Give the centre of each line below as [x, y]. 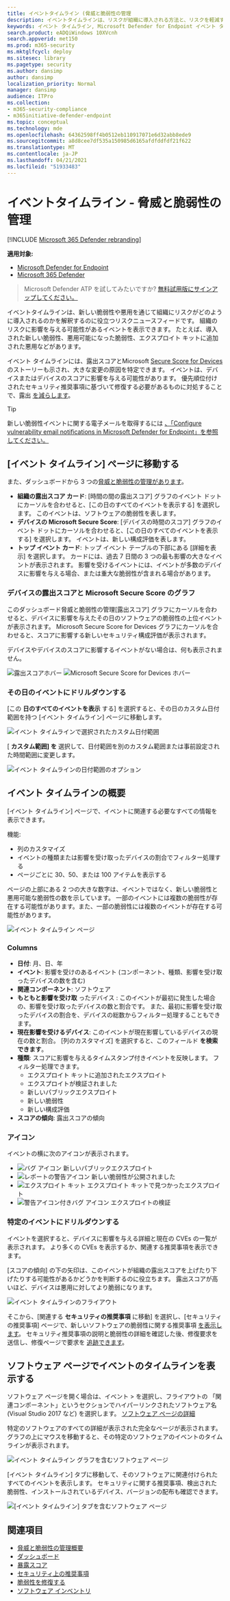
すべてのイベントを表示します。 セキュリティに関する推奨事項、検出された [112, 1483]
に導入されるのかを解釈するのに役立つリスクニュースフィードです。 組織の [112, 321]
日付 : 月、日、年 [40, 964]
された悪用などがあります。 [46, 346]
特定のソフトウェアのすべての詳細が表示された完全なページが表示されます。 [114, 1428]
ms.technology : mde [35, 128]
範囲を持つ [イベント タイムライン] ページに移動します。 [86, 717]
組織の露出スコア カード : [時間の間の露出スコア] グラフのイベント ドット [119, 496]
